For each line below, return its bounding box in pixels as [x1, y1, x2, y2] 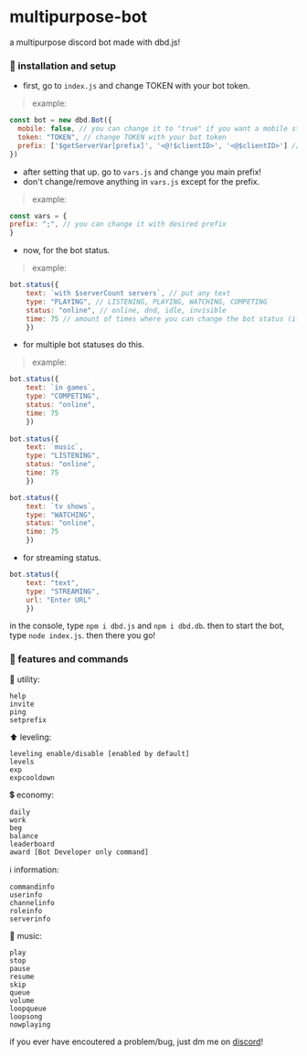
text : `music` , [26, 443, 84, 452]
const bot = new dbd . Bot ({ [9, 116, 112, 125]
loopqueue [9, 1004, 48, 1013]
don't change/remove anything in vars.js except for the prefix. [22, 176, 260, 187]
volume [9, 996, 35, 1005]
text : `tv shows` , [26, 501, 96, 511]
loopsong [9, 1012, 43, 1021]
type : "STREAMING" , [26, 587, 101, 596]
